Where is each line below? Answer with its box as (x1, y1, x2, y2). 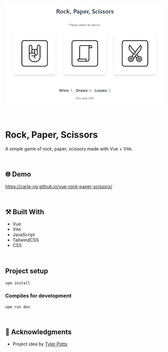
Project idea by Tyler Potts (12, 341, 67, 347)
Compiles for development (5, 292, 72, 299)
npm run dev (5, 304, 30, 309)
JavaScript (12, 232, 35, 238)
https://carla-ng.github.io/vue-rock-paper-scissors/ (5, 183, 112, 190)
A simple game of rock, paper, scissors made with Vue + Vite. (5, 145, 133, 152)
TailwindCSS (12, 237, 39, 243)
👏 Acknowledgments (5, 327, 72, 336)
